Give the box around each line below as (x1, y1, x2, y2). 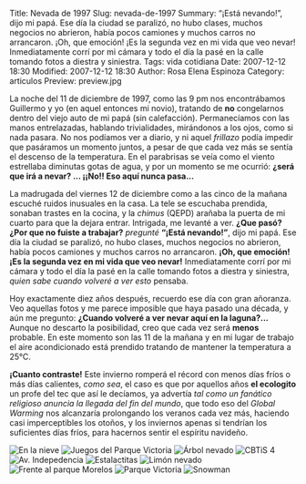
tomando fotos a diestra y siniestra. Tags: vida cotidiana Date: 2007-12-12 (9, 57, 287, 67)
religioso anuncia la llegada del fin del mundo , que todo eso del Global (9, 398, 276, 408)
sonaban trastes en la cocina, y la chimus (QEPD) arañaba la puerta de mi (9, 208, 286, 218)
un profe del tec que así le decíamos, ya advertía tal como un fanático (9, 388, 272, 399)
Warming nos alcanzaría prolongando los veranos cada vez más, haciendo (9, 407, 290, 418)
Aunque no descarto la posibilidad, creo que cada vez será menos (9, 323, 260, 333)
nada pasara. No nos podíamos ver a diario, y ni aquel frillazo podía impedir (9, 132, 294, 142)
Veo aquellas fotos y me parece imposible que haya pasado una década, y (9, 303, 289, 314)
